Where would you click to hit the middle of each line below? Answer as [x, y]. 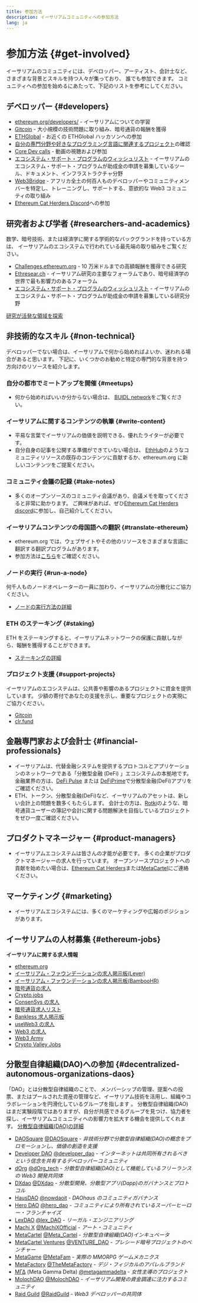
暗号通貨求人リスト [38, 1010]
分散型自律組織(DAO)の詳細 [51, 1126]
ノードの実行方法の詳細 [43, 607]
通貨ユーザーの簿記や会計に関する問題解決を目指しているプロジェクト [105, 810]
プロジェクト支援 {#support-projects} [61, 674]
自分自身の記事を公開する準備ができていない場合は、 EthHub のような [99, 450]
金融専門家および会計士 [49, 741]
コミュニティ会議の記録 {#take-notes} [61, 481]
